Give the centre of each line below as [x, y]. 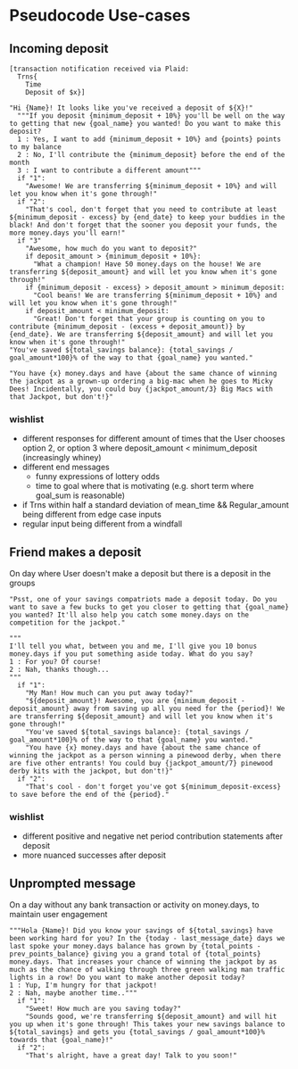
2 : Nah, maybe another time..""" [74, 993]
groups [22, 583]
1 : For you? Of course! [55, 662]
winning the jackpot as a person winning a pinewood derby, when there [145, 756]
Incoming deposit [59, 49]
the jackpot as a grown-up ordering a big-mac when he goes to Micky [141, 381]
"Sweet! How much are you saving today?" [103, 1009]
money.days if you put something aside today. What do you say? [131, 654]
